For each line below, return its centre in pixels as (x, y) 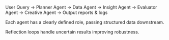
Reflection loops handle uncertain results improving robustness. (72, 32)
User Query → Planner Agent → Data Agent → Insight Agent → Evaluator (81, 7)
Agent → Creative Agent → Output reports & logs (57, 12)
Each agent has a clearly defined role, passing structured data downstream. (85, 22)
